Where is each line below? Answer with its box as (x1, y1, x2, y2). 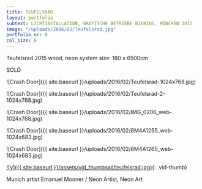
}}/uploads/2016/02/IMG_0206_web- (79, 109, 173, 115)
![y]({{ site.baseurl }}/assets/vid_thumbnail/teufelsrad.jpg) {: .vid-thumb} (6, 164, 188, 171)
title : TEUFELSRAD (6, 9, 53, 15)
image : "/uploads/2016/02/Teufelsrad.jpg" (6, 26, 116, 33)
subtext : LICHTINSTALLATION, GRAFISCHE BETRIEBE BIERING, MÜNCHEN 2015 (6, 20, 193, 26)
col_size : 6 (6, 37, 37, 44)
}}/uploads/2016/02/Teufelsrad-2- (79, 90, 166, 97)
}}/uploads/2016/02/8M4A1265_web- (79, 145, 174, 152)
